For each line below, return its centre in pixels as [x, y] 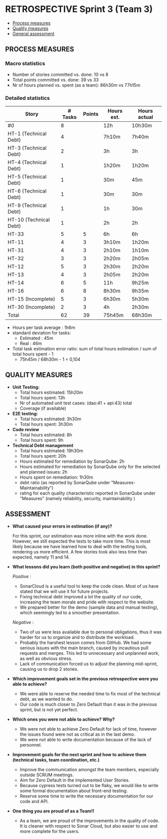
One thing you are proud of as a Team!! [53, 811]
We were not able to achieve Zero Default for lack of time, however [88, 729]
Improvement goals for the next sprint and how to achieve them [79, 754]
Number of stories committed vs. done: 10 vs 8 [60, 74]
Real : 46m [31, 343]
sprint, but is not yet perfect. [49, 709]
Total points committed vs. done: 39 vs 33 [55, 80]
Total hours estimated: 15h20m [51, 392]
